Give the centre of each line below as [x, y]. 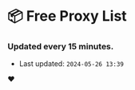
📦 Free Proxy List [67, 16]
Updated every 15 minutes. [61, 47]
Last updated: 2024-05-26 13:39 [71, 64]
